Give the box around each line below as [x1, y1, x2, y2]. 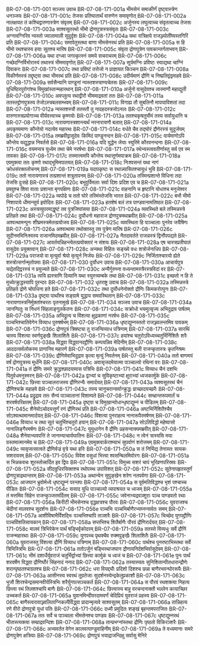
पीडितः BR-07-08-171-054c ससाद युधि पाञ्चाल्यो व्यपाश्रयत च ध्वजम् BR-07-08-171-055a [6, 486, 192, 492]
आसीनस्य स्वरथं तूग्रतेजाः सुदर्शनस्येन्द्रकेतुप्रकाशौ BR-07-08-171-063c [47, 572, 185, 579]
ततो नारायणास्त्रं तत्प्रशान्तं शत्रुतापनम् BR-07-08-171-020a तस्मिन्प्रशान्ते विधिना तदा [19, 172, 182, 179]
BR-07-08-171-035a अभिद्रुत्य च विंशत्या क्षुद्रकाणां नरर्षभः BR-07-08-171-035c [6, 312, 170, 319]
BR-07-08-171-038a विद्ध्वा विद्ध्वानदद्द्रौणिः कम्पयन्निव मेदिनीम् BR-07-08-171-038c [6, 339, 178, 346]
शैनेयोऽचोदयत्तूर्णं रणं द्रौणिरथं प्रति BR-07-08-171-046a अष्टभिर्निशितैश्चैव [29, 406, 173, 412]
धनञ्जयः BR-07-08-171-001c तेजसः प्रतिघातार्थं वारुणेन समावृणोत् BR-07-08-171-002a [6, 12, 187, 19]
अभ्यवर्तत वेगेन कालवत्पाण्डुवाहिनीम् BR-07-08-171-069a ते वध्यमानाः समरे [47, 625, 194, 632]
